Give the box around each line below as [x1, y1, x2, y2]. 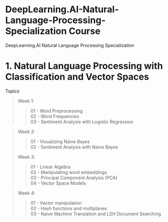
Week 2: [17, 128, 36, 135]
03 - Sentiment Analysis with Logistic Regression [30, 119, 134, 125]
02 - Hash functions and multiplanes [30, 205, 107, 211]
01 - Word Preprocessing [30, 107, 83, 114]
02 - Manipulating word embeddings [30, 169, 107, 175]
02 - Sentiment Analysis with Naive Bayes [30, 144, 119, 150]
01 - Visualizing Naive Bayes [30, 138, 90, 144]
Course [68, 26, 101, 37]
